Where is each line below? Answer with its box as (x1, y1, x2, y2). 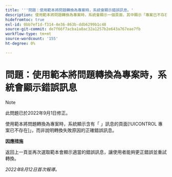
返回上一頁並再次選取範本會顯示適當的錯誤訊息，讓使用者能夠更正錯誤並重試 (5, 149, 167, 155)
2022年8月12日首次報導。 (5, 166, 60, 172)
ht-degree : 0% (5, 41, 36, 46)
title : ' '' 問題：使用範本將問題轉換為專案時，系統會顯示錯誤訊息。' (5, 7, 134, 13)
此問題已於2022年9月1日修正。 (5, 110, 71, 116)
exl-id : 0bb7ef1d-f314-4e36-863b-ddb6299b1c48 (5, 22, 106, 27)
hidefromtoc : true (5, 17, 45, 22)
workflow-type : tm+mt (5, 31, 52, 36)
